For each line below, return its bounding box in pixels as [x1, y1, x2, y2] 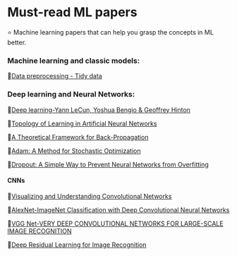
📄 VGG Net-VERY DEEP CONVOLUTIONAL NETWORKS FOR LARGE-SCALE [7, 219, 224, 228]
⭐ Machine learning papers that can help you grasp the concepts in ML [7, 28, 214, 36]
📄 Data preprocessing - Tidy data [7, 72, 102, 80]
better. [7, 38, 27, 47]
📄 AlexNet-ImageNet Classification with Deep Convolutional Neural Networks [7, 205, 230, 214]
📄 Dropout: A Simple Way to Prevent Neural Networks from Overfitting [7, 160, 209, 169]
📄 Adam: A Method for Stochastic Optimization [7, 146, 141, 155]
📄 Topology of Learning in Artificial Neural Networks [7, 119, 157, 128]
